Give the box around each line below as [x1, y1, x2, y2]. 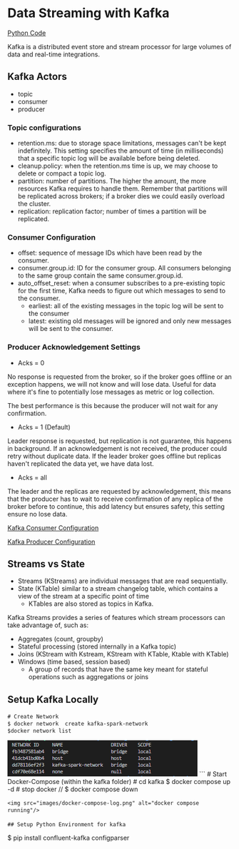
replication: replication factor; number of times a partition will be [17, 207, 207, 215]
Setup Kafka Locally [7, 693, 98, 706]
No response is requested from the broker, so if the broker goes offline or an [7, 372, 232, 381]
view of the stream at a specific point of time [17, 592, 150, 601]
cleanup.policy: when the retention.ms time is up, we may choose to [17, 162, 218, 171]
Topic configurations [7, 123, 82, 133]
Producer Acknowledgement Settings [7, 342, 141, 352]
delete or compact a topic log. [17, 169, 106, 178]
